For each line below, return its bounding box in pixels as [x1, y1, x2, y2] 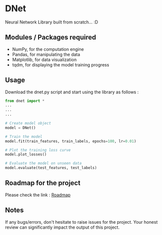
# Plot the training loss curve [5, 148, 71, 152]
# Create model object [5, 121, 51, 126]
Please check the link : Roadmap [5, 192, 71, 198]
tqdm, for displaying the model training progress [12, 62, 109, 67]
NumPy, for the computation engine [12, 46, 84, 52]
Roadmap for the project [5, 179, 81, 187]
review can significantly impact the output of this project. [5, 224, 120, 230]
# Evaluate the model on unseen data [5, 161, 82, 166]
